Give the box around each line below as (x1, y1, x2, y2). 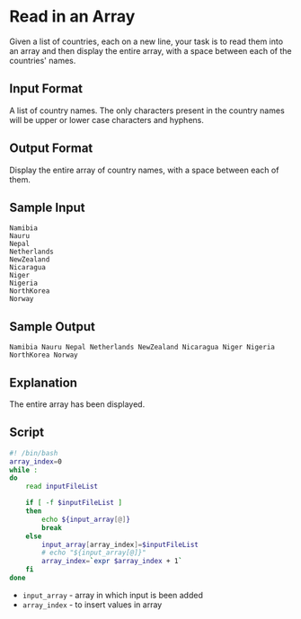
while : (9, 465, 39, 474)
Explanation (9, 375, 78, 390)
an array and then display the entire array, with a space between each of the (9, 45, 292, 56)
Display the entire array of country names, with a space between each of (9, 164, 279, 175)
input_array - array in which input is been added (22, 589, 204, 600)
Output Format (9, 141, 93, 156)
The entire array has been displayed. (9, 399, 146, 410)
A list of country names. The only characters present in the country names (9, 105, 285, 116)
